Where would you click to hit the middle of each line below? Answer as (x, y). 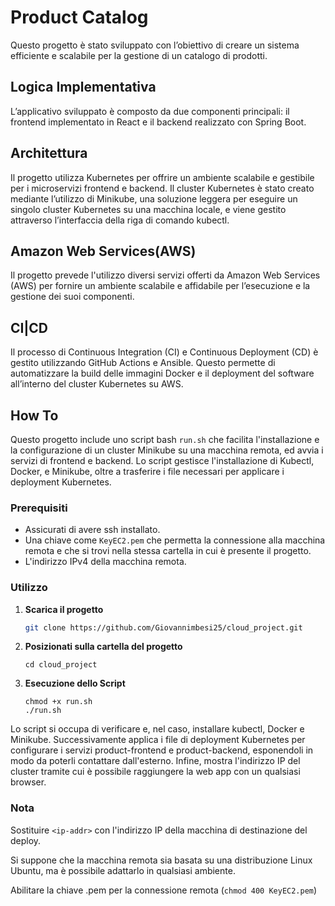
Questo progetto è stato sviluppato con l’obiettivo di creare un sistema (155, 45)
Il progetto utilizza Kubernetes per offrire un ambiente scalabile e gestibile (162, 177)
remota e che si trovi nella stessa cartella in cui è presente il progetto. (168, 551)
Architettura (49, 153)
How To (34, 415)
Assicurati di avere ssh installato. (92, 530)
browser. (28, 782)
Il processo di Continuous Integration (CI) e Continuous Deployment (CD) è (164, 352)
